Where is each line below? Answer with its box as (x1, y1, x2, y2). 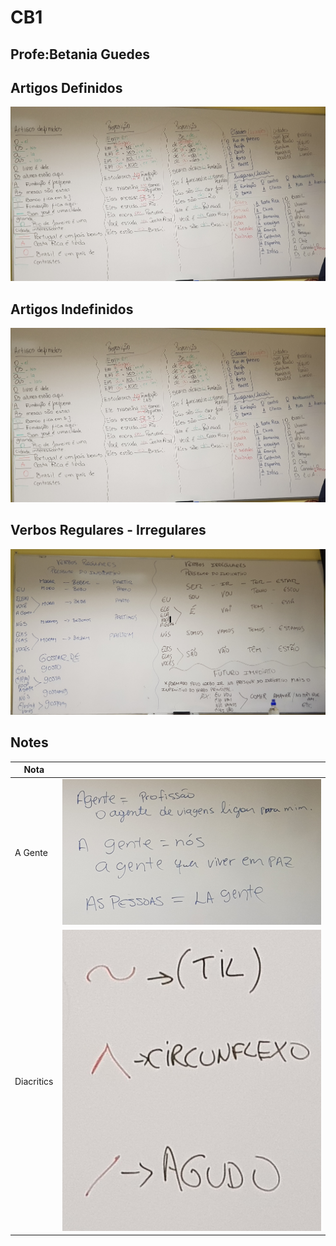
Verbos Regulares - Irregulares (10, 522, 207, 539)
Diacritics (14, 1075, 54, 1087)
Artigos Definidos (10, 79, 123, 96)
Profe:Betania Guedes (10, 46, 151, 63)
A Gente (14, 847, 48, 859)
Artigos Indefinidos (10, 301, 134, 318)
